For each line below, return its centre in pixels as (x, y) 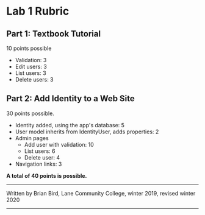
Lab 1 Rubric (38, 11)
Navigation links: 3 (38, 164)
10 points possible (29, 48)
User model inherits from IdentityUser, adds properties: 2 (87, 132)
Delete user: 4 (42, 157)
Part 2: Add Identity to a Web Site (71, 99)
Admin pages (32, 138)
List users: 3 (31, 73)
